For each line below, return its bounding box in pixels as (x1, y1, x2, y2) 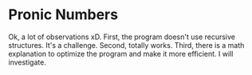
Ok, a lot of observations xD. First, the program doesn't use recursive (8, 32, 236, 41)
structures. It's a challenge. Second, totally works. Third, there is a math (8, 40, 245, 49)
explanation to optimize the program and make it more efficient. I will (8, 49, 234, 58)
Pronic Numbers (8, 6, 118, 24)
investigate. (8, 57, 46, 67)
